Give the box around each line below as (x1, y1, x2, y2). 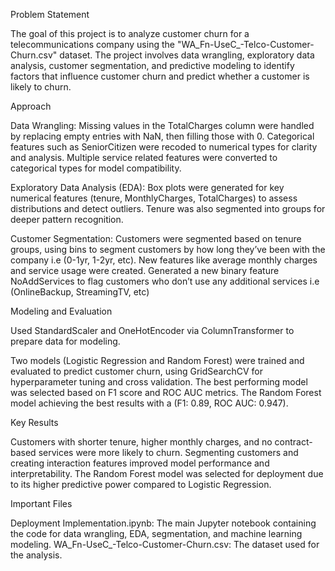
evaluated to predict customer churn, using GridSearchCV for (10, 365, 264, 377)
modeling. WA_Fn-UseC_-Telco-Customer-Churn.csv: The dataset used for (10, 539, 320, 550)
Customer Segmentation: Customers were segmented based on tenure (10, 233, 302, 244)
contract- (274, 436, 313, 448)
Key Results (10, 417, 59, 428)
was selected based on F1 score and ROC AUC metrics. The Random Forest (10, 387, 322, 398)
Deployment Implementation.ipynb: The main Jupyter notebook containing (10, 517, 317, 529)
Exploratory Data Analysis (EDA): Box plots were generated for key (10, 182, 285, 193)
